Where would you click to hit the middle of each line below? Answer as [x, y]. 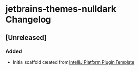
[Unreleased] [26, 37]
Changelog [28, 19]
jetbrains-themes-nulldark [61, 9]
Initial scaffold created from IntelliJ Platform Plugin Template [73, 62]
